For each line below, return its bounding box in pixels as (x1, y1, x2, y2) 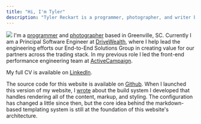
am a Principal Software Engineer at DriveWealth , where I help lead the (6, 38, 181, 45)
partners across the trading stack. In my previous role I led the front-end (6, 50, 184, 58)
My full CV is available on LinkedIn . (6, 68, 93, 75)
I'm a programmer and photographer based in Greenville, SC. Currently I (13, 31, 191, 39)
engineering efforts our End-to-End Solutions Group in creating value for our (6, 44, 194, 52)
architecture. (6, 112, 38, 119)
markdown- (155, 99, 184, 107)
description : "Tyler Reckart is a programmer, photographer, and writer (6, 14, 191, 20)
